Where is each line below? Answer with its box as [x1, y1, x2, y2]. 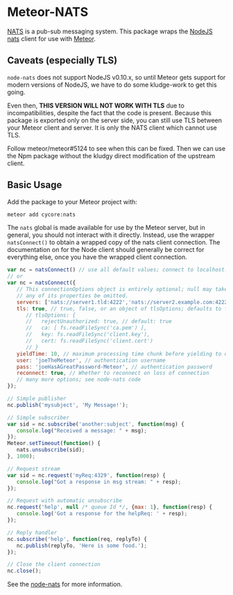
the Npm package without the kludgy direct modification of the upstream [7, 151, 216, 160]
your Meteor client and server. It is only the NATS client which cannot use [7, 123, 217, 132]
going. [7, 87, 26, 96]
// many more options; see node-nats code [16, 376, 141, 383]
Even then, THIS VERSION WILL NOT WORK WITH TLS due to [7, 101, 185, 110]
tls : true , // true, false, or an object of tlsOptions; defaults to [16, 305, 222, 312]
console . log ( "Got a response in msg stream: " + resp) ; [16, 478, 182, 485]
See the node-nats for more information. [7, 580, 123, 589]
